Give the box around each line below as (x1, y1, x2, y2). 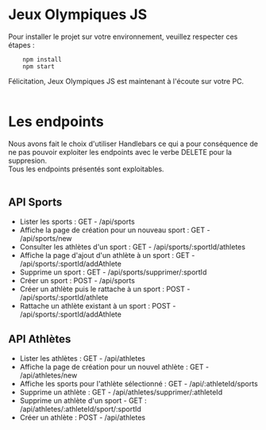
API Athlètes (8, 332, 71, 346)
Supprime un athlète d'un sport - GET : (19, 395, 147, 405)
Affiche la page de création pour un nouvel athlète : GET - (19, 362, 209, 371)
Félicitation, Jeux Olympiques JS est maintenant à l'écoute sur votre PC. (8, 76, 245, 86)
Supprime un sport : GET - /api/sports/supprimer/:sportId (19, 267, 207, 277)
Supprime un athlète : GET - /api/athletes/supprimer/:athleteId (19, 387, 223, 397)
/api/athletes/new (19, 370, 78, 380)
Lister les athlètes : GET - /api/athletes (19, 353, 145, 363)
